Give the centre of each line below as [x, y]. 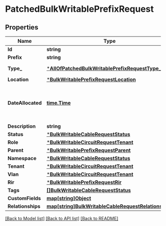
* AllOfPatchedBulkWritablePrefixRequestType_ [104, 68]
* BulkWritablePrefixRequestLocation [91, 80]
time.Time [59, 103]
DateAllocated [25, 103]
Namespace [22, 158]
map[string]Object [69, 198]
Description [22, 126]
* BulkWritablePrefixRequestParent [89, 150]
